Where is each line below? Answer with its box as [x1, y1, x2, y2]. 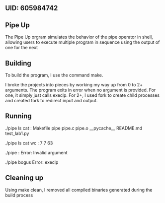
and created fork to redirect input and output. [5, 98, 98, 104]
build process [5, 192, 33, 198]
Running [5, 112, 32, 121]
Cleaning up [5, 174, 44, 182]
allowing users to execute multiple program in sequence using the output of [5, 39, 160, 45]
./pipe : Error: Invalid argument [5, 149, 68, 155]
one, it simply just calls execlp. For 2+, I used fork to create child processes [5, 92, 160, 98]
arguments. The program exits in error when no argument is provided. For [5, 87, 156, 93]
